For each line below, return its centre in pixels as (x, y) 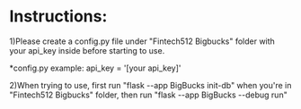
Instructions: (58, 17)
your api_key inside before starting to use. (87, 50)
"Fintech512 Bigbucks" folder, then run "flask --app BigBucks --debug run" (148, 95)
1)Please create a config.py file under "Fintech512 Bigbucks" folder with (142, 41)
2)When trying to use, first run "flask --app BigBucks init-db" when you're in (150, 85)
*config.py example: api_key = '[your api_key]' (95, 68)
